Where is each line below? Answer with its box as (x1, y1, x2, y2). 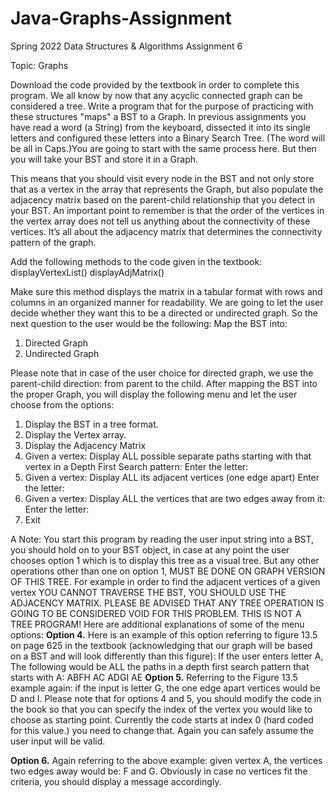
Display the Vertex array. (24, 428, 127, 441)
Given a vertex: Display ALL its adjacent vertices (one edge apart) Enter (24, 471, 320, 483)
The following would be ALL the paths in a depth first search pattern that (10, 660, 310, 672)
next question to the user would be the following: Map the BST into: (10, 317, 288, 329)
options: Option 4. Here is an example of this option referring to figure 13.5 (10, 628, 318, 641)
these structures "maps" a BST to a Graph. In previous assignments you (10, 110, 307, 122)
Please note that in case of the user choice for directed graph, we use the (10, 367, 314, 379)
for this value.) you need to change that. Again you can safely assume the (10, 724, 314, 736)
